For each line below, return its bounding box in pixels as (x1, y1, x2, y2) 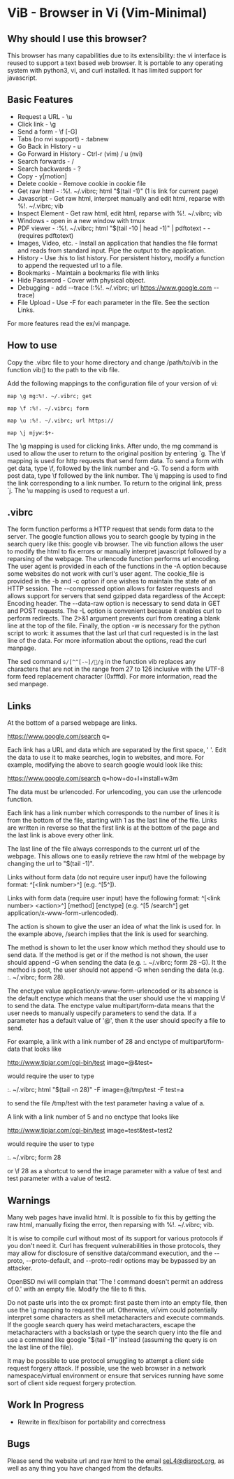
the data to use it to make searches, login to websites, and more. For (7, 753, 205, 762)
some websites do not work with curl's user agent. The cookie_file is (7, 569, 205, 578)
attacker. (7, 1264, 33, 1273)
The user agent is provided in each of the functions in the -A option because (7, 562, 228, 571)
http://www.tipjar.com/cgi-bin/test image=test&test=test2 (7, 1126, 173, 1135)
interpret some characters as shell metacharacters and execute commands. (7, 1313, 225, 1322)
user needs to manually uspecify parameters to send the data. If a (7, 1009, 197, 1017)
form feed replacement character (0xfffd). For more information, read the (7, 672, 218, 681)
